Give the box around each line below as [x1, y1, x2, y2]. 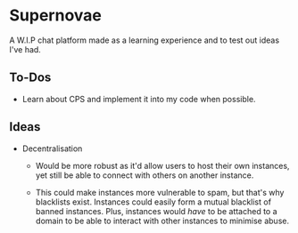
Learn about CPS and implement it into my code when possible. [21, 93, 256, 104]
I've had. [9, 44, 42, 54]
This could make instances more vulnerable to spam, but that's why [35, 187, 285, 197]
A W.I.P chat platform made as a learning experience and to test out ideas [9, 35, 279, 45]
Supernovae [9, 5, 103, 26]
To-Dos [9, 70, 52, 85]
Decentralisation [21, 143, 83, 154]
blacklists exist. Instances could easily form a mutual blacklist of [35, 197, 272, 207]
